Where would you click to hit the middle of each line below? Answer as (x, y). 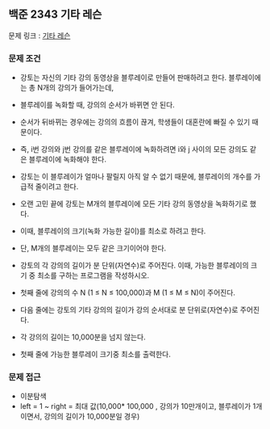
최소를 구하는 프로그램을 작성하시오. (93, 275)
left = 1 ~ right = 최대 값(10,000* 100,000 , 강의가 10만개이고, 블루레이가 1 (138, 406)
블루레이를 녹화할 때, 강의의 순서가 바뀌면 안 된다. (97, 105)
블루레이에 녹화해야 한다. (68, 159)
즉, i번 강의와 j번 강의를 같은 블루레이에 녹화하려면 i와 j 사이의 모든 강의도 (134, 149)
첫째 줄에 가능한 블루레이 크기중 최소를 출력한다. (95, 355)
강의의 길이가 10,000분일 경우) (92, 416)
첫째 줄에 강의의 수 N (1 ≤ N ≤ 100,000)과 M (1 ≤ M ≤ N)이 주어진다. (128, 292)
